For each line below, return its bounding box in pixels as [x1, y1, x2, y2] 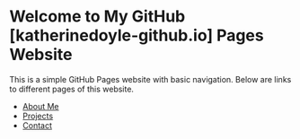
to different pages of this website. [9, 83, 135, 94]
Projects [22, 110, 54, 121]
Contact [22, 119, 52, 131]
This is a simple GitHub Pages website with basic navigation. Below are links [9, 74, 292, 84]
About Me [22, 100, 60, 111]
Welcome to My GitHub [9, 6, 186, 27]
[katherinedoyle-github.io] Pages [9, 25, 264, 46]
